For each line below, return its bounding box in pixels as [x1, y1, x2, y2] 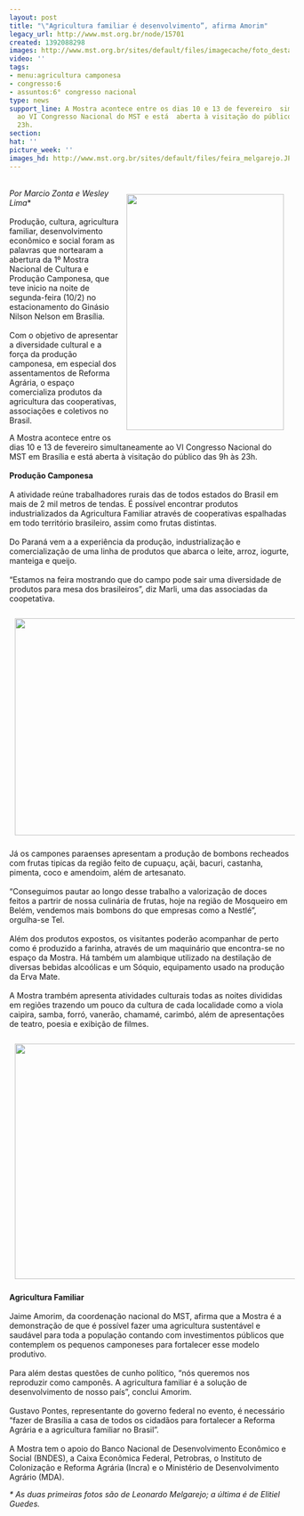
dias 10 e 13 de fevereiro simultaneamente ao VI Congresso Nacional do [9, 442, 273, 452]
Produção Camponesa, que [9, 273, 109, 283]
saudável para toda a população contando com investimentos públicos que [9, 1329, 284, 1341]
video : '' [9, 54, 46, 63]
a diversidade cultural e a [9, 339, 102, 350]
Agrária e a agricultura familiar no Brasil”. [9, 1424, 160, 1435]
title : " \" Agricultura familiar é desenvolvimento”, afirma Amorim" [9, 21, 268, 30]
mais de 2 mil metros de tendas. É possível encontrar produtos [9, 498, 238, 509]
